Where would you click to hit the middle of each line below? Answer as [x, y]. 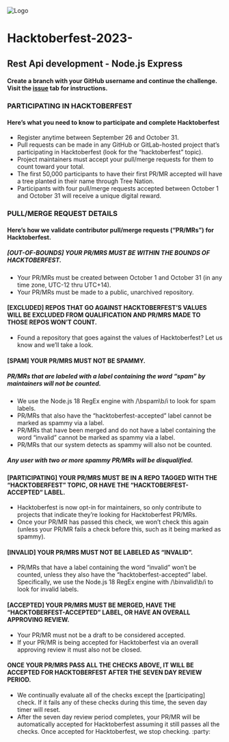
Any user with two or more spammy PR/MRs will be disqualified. [100, 460]
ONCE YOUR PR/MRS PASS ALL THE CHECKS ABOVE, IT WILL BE [100, 665]
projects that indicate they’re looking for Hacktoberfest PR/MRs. [107, 515]
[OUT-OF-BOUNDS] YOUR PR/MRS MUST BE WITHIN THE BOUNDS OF [109, 253]
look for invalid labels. [48, 589]
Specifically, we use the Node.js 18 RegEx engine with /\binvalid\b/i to [115, 582]
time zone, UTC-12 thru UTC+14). [64, 285]
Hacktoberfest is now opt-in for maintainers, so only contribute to [109, 507]
